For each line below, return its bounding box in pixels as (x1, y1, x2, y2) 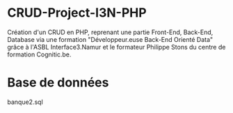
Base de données (7, 75, 109, 91)
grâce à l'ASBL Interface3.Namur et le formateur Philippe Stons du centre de (7, 43, 226, 51)
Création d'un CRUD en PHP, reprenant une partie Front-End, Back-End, (7, 28, 214, 36)
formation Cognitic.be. (7, 50, 72, 59)
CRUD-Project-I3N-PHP (7, 5, 147, 21)
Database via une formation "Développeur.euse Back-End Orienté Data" (7, 35, 214, 43)
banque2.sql (7, 98, 43, 106)
